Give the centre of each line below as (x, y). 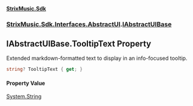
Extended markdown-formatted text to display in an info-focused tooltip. (97, 58)
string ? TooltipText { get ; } (45, 70)
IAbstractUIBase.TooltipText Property (79, 43)
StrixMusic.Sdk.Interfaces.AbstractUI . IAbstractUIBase (89, 24)
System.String (24, 96)
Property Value (26, 83)
